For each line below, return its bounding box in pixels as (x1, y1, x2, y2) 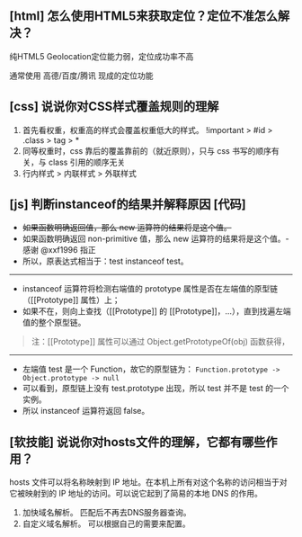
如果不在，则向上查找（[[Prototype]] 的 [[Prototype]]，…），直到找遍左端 (22, 306, 291, 317)
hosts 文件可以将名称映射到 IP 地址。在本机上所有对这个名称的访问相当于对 (9, 477, 288, 488)
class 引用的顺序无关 (48, 157, 126, 167)
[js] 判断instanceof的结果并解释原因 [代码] (9, 197, 247, 212)
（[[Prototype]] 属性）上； (22, 295, 120, 306)
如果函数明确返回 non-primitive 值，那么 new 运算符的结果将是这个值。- (22, 233, 289, 245)
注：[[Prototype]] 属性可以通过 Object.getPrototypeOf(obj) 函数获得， (31, 336, 290, 347)
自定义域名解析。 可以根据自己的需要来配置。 (22, 518, 191, 529)
